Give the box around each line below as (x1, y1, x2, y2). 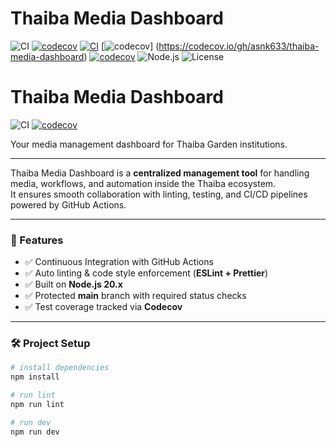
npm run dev (10, 427, 60, 437)
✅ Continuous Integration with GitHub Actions (24, 256, 214, 268)
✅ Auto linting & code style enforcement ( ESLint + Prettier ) (24, 267, 269, 279)
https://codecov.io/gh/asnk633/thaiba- (158, 40, 320, 52)
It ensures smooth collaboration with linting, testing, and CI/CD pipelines (10, 188, 308, 200)
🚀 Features (10, 233, 64, 247)
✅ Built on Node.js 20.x (24, 278, 123, 291)
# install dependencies (10, 363, 110, 373)
